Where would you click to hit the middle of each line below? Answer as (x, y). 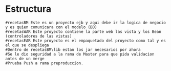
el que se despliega (27, 45)
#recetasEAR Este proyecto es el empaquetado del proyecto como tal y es (86, 41)
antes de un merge (25, 59)
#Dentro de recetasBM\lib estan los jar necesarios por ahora (73, 49)
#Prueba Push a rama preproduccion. (44, 63)
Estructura (28, 9)
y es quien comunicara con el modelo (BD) (51, 27)
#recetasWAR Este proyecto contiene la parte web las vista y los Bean (83, 31)
